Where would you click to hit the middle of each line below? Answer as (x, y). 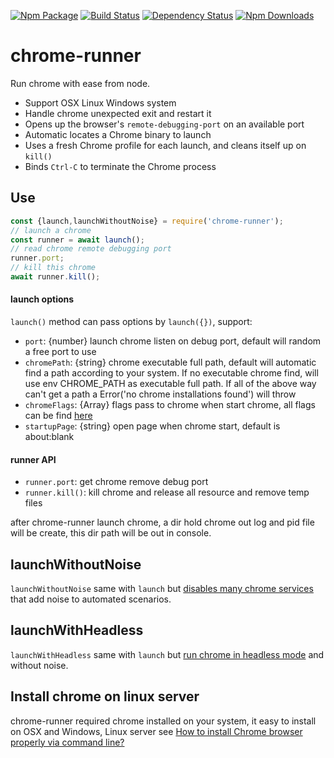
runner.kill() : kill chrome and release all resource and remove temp (167, 492)
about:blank (49, 437)
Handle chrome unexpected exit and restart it (118, 113)
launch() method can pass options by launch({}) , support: (131, 322)
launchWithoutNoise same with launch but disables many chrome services (162, 589)
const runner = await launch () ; (77, 240)
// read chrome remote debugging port (91, 249)
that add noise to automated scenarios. (91, 599)
